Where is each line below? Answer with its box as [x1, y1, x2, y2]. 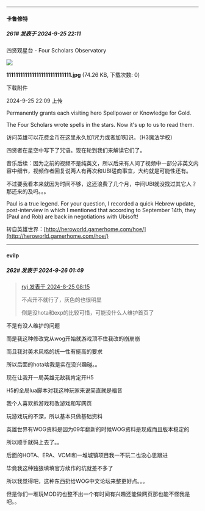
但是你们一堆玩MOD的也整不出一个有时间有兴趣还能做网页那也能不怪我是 [6, 490, 190, 498]
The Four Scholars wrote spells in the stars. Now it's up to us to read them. [6, 121, 194, 128]
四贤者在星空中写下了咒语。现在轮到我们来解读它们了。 [6, 146, 145, 154]
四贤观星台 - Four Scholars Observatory [6, 46, 107, 54]
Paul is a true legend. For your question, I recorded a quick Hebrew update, [6, 199, 195, 207]
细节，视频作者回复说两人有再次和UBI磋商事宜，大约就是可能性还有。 [16, 167, 192, 174]
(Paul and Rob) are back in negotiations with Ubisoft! [6, 213, 138, 220]
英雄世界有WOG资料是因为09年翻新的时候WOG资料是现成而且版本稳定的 [6, 426, 190, 433]
